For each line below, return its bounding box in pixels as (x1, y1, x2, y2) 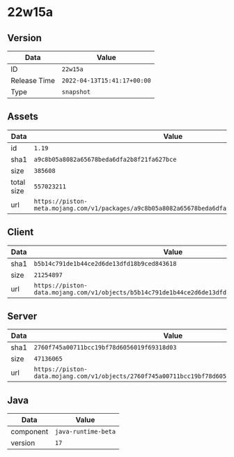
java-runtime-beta (54, 428, 116, 436)
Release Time (10, 76, 56, 85)
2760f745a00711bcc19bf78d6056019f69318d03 (33, 343, 177, 352)
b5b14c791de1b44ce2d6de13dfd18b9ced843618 (33, 260, 177, 267)
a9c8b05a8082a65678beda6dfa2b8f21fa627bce (33, 155, 177, 163)
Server (7, 310, 38, 322)
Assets (7, 111, 38, 123)
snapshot (61, 88, 91, 96)
